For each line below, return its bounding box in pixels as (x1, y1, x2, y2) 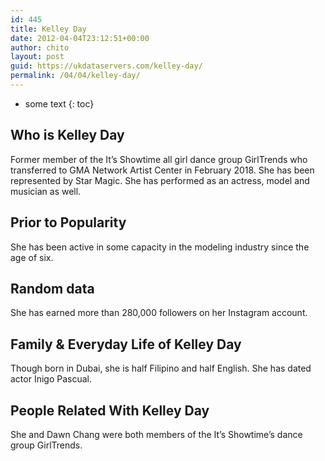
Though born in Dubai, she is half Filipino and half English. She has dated (10, 362, 312, 375)
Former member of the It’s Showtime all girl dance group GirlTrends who (10, 153, 308, 165)
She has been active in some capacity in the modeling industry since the (10, 241, 310, 253)
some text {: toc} (24, 97, 95, 110)
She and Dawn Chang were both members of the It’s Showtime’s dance (10, 428, 303, 440)
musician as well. (10, 185, 82, 197)
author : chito (10, 42, 70, 53)
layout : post (10, 52, 65, 62)
